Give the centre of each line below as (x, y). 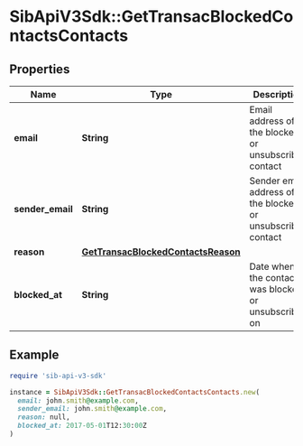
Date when (272, 266)
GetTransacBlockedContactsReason (161, 252)
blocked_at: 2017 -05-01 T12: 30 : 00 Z (82, 426)
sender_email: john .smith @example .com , (92, 409)
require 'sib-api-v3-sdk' (58, 376)
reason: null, (44, 417)
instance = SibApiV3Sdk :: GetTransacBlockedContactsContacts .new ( (134, 392)
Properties (40, 69)
